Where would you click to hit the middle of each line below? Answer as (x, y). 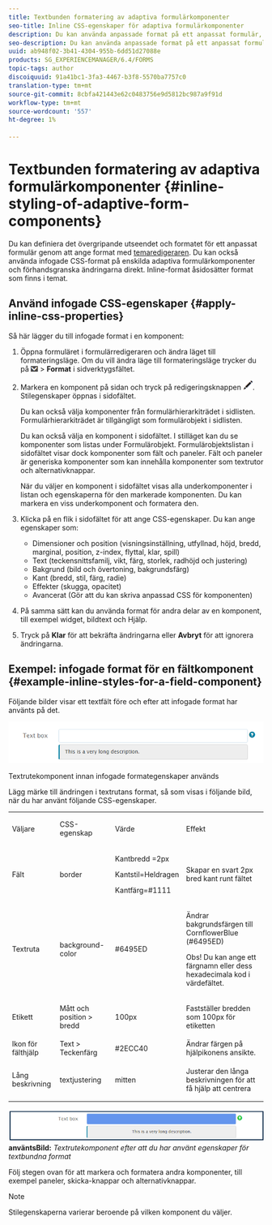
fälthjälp (25, 1053)
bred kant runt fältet (219, 879)
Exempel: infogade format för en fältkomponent (131, 669)
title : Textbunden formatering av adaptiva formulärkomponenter (119, 17)
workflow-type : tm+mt (45, 103)
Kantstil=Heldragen (147, 874)
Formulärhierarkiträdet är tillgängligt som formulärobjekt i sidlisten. (131, 420)
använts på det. (34, 710)
